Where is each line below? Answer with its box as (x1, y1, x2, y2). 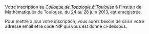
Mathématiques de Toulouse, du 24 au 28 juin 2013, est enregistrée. (5, 9, 142, 15)
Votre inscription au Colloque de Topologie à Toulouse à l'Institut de (5, 4, 142, 10)
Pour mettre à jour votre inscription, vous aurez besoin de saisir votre (5, 19, 144, 24)
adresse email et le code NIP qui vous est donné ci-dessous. (5, 23, 127, 29)
